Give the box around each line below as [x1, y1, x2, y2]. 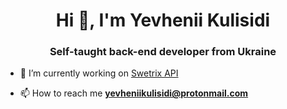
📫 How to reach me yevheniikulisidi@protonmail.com [19, 87, 249, 99]
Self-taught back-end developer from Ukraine [49, 45, 277, 59]
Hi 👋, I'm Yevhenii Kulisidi [55, 9, 271, 32]
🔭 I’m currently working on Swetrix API [19, 67, 179, 79]
